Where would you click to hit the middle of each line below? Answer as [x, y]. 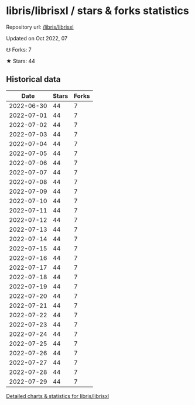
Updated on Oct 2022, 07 [37, 38]
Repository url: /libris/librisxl [40, 27]
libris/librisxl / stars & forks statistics [97, 11]
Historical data [33, 79]
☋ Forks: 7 [19, 49]
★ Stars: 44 [20, 61]
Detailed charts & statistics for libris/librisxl [58, 396]
